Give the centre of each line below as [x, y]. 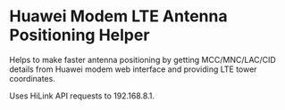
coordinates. [32, 78]
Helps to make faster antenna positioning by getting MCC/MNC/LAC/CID [143, 59]
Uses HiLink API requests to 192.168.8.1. [82, 96]
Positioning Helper [80, 35]
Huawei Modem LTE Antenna [118, 16]
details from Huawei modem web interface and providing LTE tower [133, 69]
